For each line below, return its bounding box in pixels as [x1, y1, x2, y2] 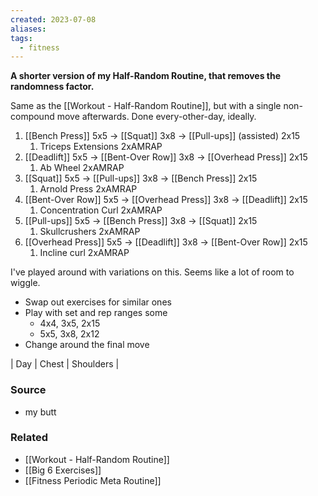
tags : [10, 33, 33, 43]
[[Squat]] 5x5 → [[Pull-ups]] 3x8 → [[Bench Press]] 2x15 [24, 172, 258, 185]
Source [10, 383, 47, 397]
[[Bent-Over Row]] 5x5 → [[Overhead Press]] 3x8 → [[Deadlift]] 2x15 [24, 194, 308, 206]
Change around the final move [24, 339, 150, 351]
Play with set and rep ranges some [24, 307, 168, 319]
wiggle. [10, 277, 41, 289]
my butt [24, 406, 57, 418]
